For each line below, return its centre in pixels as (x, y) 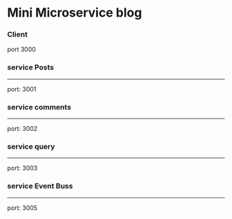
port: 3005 (22, 208)
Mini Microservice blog (75, 13)
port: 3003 (22, 168)
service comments (39, 107)
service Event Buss (40, 186)
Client (17, 35)
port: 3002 (22, 129)
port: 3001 (22, 89)
